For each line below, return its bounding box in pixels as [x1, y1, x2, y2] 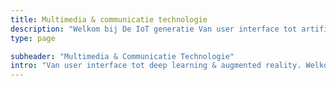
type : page [10, 33, 56, 43]
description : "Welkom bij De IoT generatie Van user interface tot [10, 24, 298, 34]
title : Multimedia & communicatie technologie [10, 14, 208, 25]
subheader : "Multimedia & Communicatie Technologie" [10, 51, 235, 61]
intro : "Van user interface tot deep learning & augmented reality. [10, 61, 302, 71]
